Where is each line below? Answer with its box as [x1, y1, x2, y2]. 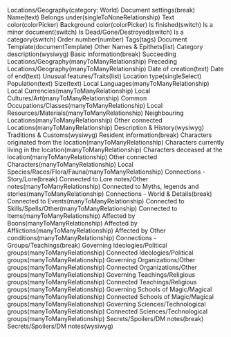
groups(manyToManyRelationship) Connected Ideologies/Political [7, 248, 194, 257]
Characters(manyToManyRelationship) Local [7, 161, 133, 168]
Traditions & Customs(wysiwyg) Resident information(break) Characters [7, 131, 212, 139]
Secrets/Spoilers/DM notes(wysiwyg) [7, 322, 114, 330]
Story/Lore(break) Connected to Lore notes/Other [7, 175, 149, 183]
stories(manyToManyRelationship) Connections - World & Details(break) [7, 190, 212, 198]
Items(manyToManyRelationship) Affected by [7, 212, 136, 220]
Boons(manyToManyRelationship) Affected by [7, 219, 138, 227]
